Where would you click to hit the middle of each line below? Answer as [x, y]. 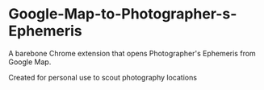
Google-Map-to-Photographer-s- [123, 14]
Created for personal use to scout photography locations [103, 77]
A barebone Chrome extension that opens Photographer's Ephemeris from [132, 53]
